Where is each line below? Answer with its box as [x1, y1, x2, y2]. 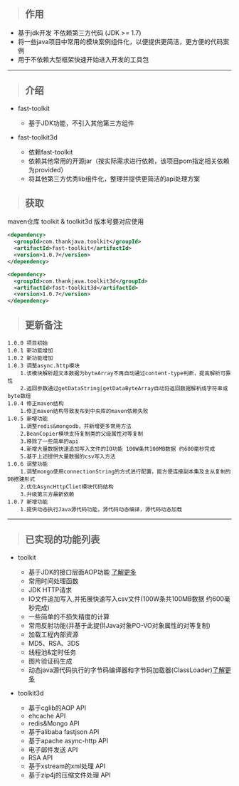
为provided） [28, 165, 68, 174]
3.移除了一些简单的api [20, 438, 79, 445]
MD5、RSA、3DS [28, 639, 80, 647]
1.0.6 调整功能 [7, 461, 48, 468]
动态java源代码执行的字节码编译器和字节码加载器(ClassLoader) [28, 666, 213, 674]
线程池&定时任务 [28, 648, 77, 656]
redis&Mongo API [28, 719, 80, 728]
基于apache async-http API [28, 736, 109, 745]
